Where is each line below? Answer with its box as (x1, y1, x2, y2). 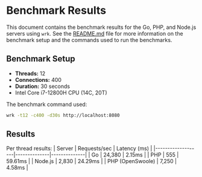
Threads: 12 (14, 70, 46, 77)
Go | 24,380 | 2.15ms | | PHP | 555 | (91, 151, 179, 158)
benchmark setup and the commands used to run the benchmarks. (6, 36, 172, 43)
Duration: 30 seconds (14, 82, 71, 90)
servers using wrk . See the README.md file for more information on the (6, 29, 183, 37)
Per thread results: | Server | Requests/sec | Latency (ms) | (6, 145, 153, 152)
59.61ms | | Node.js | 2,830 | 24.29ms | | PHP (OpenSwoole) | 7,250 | (6, 158, 177, 165)
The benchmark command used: (6, 101, 87, 108)
